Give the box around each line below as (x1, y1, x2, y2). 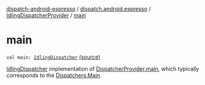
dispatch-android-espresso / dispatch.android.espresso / (6, 6, 151, 12)
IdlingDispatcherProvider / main (6, 12, 86, 19)
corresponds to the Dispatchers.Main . (6, 72, 102, 79)
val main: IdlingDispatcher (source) (6, 53, 101, 61)
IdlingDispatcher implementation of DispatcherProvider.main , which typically (6, 65, 199, 72)
